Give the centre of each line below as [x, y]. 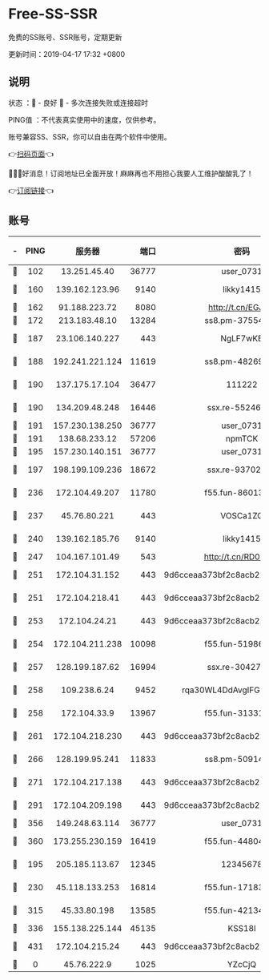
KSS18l [242, 928]
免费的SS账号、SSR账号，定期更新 [65, 37]
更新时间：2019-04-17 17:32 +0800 [67, 54]
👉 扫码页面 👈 [31, 154]
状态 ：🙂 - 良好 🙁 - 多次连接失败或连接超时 [78, 103]
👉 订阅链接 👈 [31, 190]
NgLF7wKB [241, 338]
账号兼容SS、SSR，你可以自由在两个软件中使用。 [90, 136]
